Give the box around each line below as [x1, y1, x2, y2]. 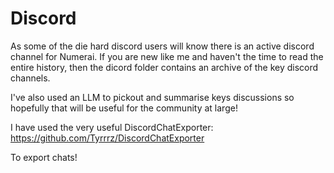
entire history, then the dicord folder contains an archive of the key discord [10, 61, 319, 73]
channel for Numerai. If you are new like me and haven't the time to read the [10, 50, 324, 62]
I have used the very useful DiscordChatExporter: [10, 121, 214, 133]
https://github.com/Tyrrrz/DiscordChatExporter [10, 132, 205, 144]
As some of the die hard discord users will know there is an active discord [10, 40, 315, 52]
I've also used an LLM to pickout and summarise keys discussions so [10, 91, 295, 103]
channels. [10, 72, 51, 84]
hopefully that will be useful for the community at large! [10, 102, 238, 114]
